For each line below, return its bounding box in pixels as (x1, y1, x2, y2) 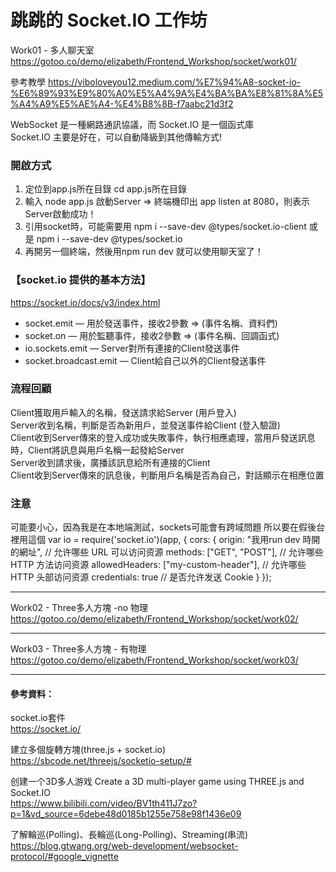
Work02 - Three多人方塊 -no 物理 (10, 602, 148, 614)
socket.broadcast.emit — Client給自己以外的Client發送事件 (24, 354, 267, 366)
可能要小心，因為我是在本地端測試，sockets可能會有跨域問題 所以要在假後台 (10, 521, 326, 533)
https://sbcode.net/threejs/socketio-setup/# (10, 755, 192, 767)
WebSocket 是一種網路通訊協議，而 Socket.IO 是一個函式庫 (10, 118, 255, 130)
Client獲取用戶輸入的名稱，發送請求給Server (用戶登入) (10, 406, 237, 418)
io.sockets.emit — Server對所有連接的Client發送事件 (24, 342, 240, 354)
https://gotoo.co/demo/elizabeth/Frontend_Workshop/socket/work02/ (10, 613, 299, 625)
